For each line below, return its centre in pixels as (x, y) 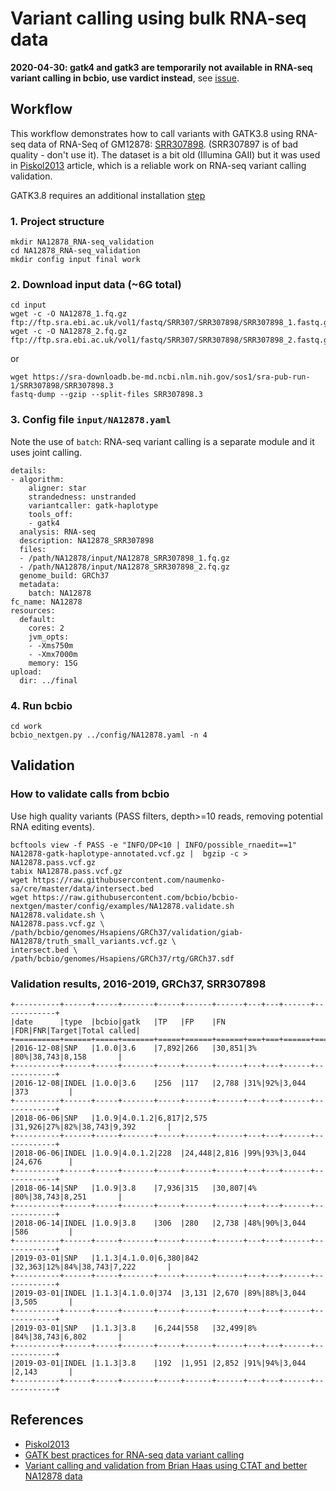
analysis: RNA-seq (58, 532)
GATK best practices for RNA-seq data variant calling (134, 1454)
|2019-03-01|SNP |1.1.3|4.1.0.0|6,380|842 (104, 1258)
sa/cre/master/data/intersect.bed (82, 888)
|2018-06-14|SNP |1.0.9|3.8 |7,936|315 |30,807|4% (133, 1188)
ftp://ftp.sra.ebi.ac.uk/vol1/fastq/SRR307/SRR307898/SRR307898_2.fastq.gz (171, 340)
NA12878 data (53, 1476)
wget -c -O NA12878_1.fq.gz (69, 314)
